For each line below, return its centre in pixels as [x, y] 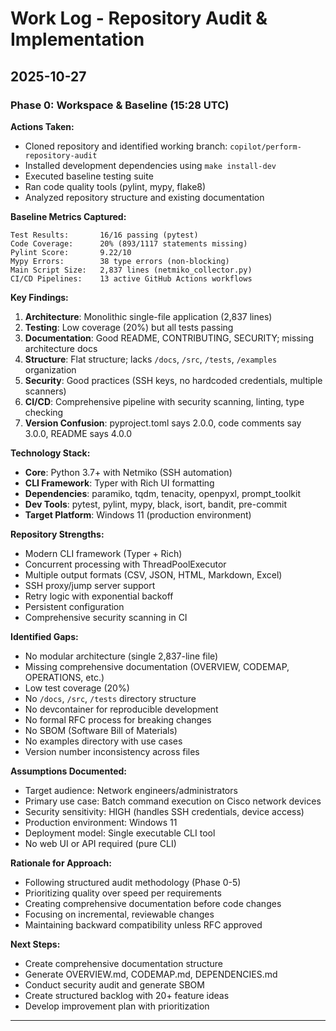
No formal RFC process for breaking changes [118, 719]
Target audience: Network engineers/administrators [131, 790]
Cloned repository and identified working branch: [126, 146]
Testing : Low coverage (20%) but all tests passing [129, 327]
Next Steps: [35, 944]
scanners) [45, 391]
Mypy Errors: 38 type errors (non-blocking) [120, 261]
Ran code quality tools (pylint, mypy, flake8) [115, 186]
